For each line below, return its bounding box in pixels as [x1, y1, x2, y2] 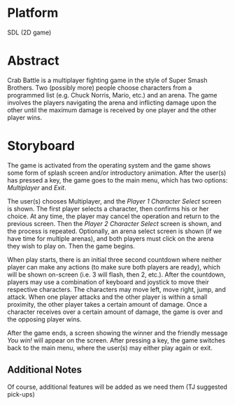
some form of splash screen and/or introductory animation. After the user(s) [7, 168, 227, 177]
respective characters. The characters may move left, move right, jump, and [7, 285, 226, 293]
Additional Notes [7, 364, 83, 376]
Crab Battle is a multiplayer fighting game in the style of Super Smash [7, 76, 208, 84]
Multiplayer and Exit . [7, 183, 66, 192]
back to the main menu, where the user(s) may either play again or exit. [7, 343, 213, 352]
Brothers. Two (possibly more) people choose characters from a [7, 83, 192, 92]
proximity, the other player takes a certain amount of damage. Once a [7, 300, 208, 308]
